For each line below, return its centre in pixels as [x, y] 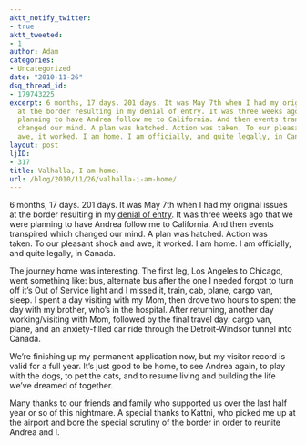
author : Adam [34, 52]
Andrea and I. [35, 432]
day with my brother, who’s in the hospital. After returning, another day [142, 310]
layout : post [34, 145]
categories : [32, 60]
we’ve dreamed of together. [61, 386]
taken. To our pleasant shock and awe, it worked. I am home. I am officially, [150, 243]
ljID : [20, 153]
